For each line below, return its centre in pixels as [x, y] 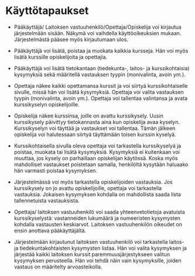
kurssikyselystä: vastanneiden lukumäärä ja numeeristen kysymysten [97, 218]
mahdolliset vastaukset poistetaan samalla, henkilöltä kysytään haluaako [101, 164]
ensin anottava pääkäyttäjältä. [50, 230]
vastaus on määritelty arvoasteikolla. [58, 267]
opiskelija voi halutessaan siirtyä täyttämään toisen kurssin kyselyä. [95, 134]
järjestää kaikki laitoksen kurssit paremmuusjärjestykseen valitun [92, 254]
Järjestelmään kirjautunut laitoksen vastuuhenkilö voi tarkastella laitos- [99, 241]
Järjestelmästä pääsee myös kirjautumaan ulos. [71, 39]
